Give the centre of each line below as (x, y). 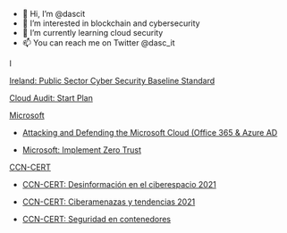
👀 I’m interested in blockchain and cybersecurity (111, 23)
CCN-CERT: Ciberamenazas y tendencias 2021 (109, 202)
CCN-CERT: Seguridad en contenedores (97, 219)
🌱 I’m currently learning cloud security (93, 33)
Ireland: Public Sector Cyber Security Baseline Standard (112, 81)
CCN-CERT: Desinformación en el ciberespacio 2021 (119, 184)
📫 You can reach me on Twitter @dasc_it (99, 43)
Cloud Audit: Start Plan (51, 98)
